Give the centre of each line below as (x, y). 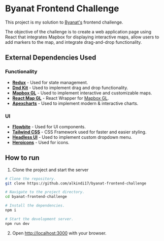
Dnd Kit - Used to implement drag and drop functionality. (70, 88)
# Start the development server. (39, 219)
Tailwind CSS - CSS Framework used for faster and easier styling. (79, 132)
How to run (22, 158)
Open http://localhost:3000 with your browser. (59, 233)
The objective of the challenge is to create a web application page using (78, 31)
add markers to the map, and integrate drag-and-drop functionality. (73, 42)
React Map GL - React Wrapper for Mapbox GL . (61, 98)
